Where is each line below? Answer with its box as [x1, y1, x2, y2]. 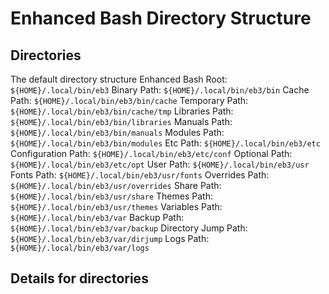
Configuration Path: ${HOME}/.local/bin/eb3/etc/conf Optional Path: [10, 148, 293, 159]
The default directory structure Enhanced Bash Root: [10, 73, 228, 85]
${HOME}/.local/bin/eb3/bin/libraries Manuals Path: [10, 116, 233, 127]
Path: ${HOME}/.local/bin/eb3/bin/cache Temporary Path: [10, 95, 249, 106]
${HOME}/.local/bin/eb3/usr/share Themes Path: [10, 190, 213, 202]
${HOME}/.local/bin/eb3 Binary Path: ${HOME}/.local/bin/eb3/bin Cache [10, 84, 310, 96]
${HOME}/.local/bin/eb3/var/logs [10, 243, 150, 253]
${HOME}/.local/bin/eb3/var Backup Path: [10, 212, 185, 223]
